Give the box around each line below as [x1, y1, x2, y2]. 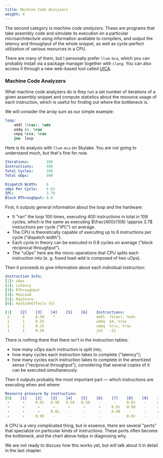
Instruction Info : [5, 274, 42, 279]
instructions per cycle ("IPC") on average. [12, 224, 96, 230]
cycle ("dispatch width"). [12, 234, 62, 240]
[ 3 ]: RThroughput [5, 287, 40, 292]
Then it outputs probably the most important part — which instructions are [5, 376, 154, 382]
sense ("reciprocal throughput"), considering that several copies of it [12, 362, 150, 368]
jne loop [14, 136, 34, 141]
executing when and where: [5, 382, 61, 387]
